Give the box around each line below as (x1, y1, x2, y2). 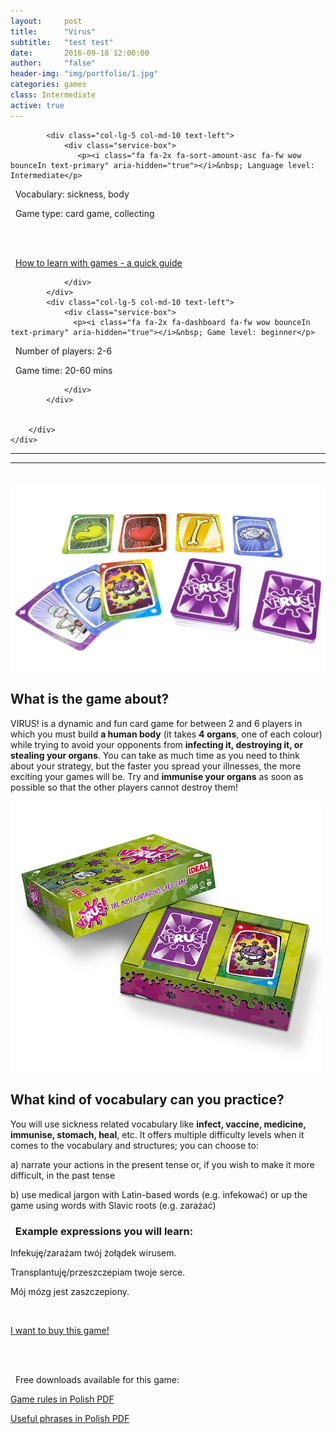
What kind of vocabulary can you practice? (10, 1091, 285, 1109)
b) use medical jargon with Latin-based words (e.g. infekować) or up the (10, 1188, 308, 1200)
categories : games (10, 80, 87, 90)
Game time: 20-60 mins (14, 364, 113, 376)
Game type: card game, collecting (14, 207, 155, 219)
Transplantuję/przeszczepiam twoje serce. (10, 1266, 186, 1278)
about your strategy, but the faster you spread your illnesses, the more (10, 760, 302, 772)
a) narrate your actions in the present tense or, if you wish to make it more (10, 1158, 315, 1170)
